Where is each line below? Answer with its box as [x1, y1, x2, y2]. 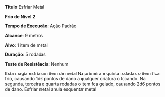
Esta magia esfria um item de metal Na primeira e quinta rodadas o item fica [5, 71, 160, 76]
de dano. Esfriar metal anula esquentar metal [5, 86, 97, 92]
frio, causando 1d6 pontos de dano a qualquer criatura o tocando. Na [5, 76, 146, 81]
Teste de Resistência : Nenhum [5, 61, 69, 67]
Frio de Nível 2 [5, 14, 36, 19]
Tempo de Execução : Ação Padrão [5, 23, 77, 29]
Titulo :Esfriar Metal [5, 4, 44, 10]
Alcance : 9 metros [5, 33, 43, 38]
